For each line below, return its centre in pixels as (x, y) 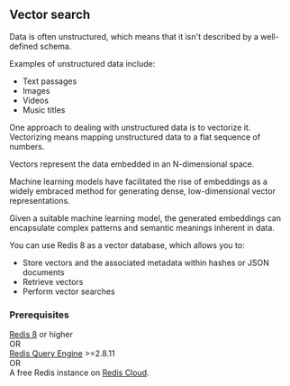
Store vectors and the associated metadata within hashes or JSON (146, 262)
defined (24, 46)
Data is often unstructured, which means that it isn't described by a (134, 36)
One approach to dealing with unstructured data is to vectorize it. (130, 127)
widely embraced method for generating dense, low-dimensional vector (143, 191)
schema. (56, 46)
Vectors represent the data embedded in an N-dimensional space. (132, 164)
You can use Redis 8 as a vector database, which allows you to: (127, 245)
